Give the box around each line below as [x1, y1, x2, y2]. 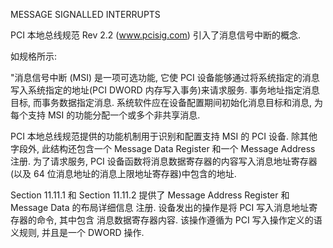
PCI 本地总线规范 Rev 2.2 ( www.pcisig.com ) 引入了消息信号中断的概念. [10, 29, 301, 41]
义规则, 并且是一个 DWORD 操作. [10, 227, 145, 238]
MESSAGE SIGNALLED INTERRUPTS [10, 9, 161, 20]
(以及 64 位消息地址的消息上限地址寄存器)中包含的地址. [10, 168, 237, 179]
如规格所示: [10, 50, 58, 62]
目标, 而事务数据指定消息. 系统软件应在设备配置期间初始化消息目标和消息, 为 [10, 97, 323, 108]
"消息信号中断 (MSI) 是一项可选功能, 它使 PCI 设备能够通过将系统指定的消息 [10, 72, 320, 83]
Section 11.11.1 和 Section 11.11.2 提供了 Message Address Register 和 [10, 189, 290, 201]
